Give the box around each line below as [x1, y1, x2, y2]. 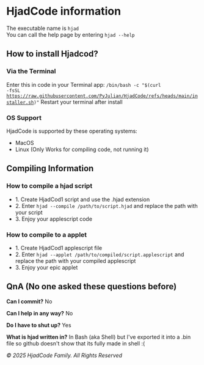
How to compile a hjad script [6, 182, 93, 190]
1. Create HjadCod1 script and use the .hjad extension [15, 196, 150, 203]
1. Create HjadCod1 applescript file [15, 244, 103, 251]
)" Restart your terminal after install [33, 98, 123, 105]
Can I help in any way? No [6, 309, 73, 317]
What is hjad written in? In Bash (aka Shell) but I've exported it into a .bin [6, 333, 191, 341]
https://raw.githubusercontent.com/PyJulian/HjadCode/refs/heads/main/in [6, 93, 199, 99]
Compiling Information [6, 163, 94, 174]
